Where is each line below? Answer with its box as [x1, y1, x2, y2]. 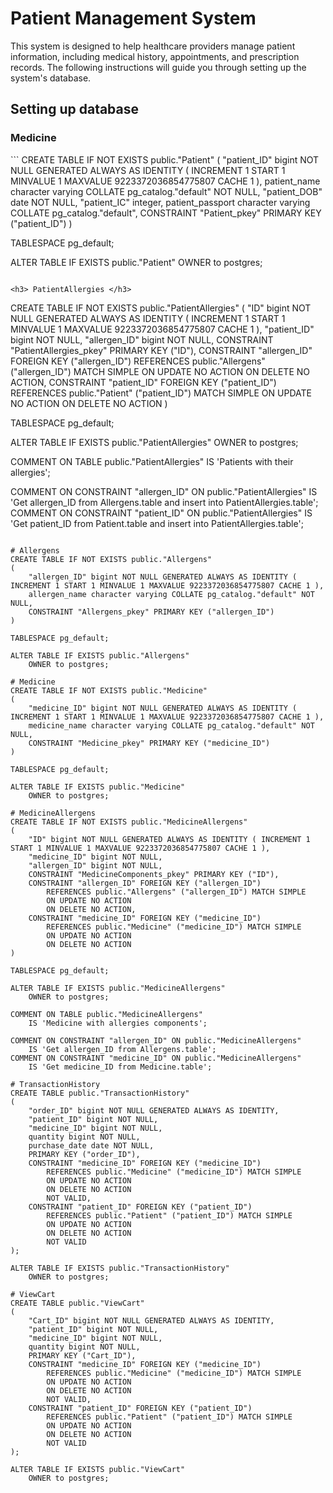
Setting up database [10, 101, 140, 118]
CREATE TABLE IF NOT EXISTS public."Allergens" [10, 554, 213, 564]
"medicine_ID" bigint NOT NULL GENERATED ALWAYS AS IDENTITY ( [28, 703, 298, 713]
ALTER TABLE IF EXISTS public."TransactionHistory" [10, 1263, 230, 1273]
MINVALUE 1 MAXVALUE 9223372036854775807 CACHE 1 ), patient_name [10, 175, 321, 187]
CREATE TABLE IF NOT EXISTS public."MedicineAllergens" [10, 817, 248, 827]
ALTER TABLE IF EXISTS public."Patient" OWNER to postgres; [10, 256, 263, 268]
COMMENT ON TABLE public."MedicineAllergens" [10, 1009, 203, 1019]
